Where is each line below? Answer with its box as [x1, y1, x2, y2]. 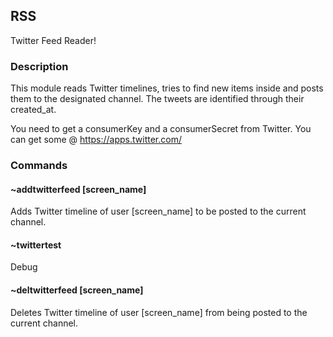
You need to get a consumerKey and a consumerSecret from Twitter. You [10, 123, 312, 135]
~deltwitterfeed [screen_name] [10, 284, 144, 296]
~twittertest [10, 239, 62, 251]
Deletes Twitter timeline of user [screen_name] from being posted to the [10, 306, 308, 318]
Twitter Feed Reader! [10, 34, 97, 46]
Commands [10, 159, 68, 173]
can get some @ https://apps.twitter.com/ [10, 134, 182, 146]
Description [10, 59, 69, 73]
